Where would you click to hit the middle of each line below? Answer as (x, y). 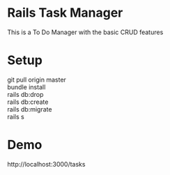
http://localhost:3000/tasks (46, 164)
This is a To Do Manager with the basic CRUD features (85, 32)
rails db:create (28, 102)
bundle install (26, 87)
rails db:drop (25, 94)
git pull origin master (37, 79)
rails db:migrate (30, 109)
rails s (16, 116)
